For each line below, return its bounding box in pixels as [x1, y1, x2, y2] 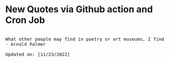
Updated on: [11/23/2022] [5, 51, 70, 57]
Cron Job [5, 14, 45, 26]
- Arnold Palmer [5, 41, 46, 47]
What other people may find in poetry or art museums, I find [5, 36, 164, 42]
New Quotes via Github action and [5, 4, 153, 15]
